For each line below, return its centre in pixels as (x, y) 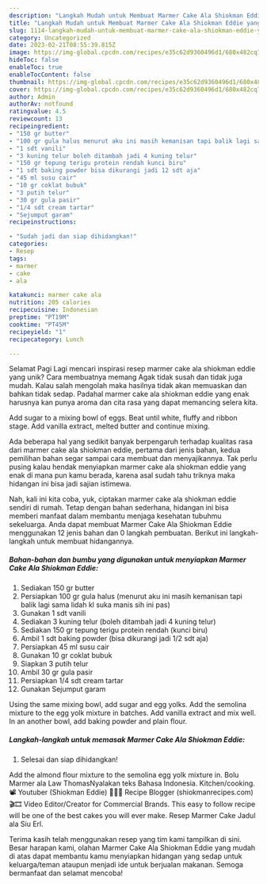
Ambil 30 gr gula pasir (57, 672)
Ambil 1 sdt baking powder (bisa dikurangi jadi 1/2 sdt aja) (114, 639)
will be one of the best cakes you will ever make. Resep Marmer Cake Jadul (132, 816)
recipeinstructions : (43, 222)
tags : (18, 259)
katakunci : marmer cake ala (55, 295)
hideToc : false (34, 60)
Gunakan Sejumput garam (63, 689)
